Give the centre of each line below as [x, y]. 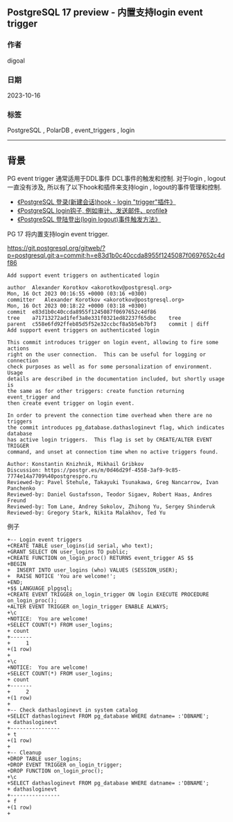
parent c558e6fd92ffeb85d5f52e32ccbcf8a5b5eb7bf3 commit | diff [108, 324]
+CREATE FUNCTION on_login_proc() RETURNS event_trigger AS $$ [101, 558]
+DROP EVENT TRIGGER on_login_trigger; [65, 765]
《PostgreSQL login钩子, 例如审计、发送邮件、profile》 [92, 211]
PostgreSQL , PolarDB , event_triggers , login [71, 130]
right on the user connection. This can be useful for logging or [107, 355]
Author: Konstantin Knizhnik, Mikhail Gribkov [76, 465]
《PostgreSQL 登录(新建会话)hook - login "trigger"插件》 [96, 202]
